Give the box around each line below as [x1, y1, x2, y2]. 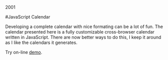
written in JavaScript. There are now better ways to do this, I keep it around [5, 34, 161, 40]
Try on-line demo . [5, 49, 43, 55]
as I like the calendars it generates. [5, 39, 78, 45]
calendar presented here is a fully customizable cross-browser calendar [5, 29, 155, 34]
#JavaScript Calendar [5, 14, 50, 19]
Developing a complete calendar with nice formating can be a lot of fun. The [5, 23, 163, 29]
